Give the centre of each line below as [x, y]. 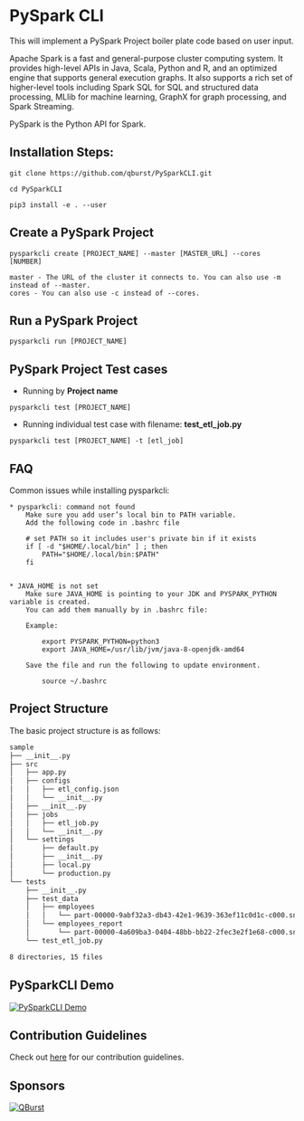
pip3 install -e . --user [58, 204]
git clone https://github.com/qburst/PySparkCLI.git [111, 173]
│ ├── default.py [54, 848]
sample [22, 747]
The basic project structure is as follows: [85, 730]
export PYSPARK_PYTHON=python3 [101, 641]
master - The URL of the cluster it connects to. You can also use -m [145, 277]
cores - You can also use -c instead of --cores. [105, 293]
